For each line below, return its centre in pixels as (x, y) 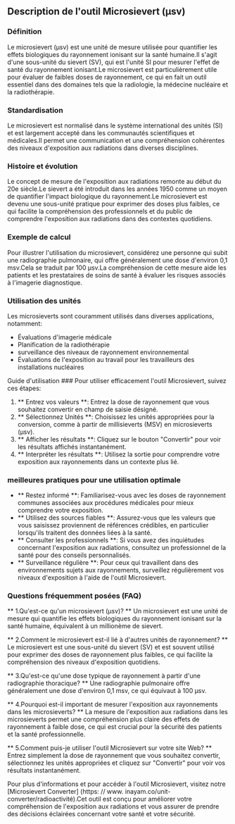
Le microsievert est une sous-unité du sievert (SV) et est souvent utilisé (111, 647)
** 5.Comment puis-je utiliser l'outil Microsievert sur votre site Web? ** (110, 748)
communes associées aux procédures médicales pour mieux (106, 503)
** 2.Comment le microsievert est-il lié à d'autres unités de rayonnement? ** (118, 639)
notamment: (25, 323)
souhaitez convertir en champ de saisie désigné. (88, 409)
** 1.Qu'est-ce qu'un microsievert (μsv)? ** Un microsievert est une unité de (118, 611)
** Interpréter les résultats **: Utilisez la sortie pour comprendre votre (119, 454)
